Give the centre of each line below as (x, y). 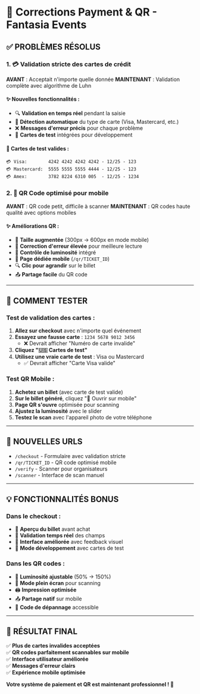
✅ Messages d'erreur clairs (41, 666)
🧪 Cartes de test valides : (38, 148)
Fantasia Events (46, 25)
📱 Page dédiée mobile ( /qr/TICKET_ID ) (62, 259)
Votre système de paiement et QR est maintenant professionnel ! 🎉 (90, 684)
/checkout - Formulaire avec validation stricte (70, 456)
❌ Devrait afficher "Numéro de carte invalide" (79, 343)
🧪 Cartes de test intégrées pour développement (74, 135)
